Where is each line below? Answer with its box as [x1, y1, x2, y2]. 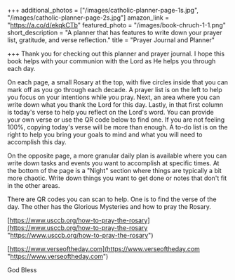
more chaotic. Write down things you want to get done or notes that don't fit [7, 174, 227, 182]
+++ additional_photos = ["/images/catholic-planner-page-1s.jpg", [7, 6, 199, 14]
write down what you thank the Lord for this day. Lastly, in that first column [7, 101, 223, 108]
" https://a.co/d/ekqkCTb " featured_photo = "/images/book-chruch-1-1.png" [7, 21, 226, 29]
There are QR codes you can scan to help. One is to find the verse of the [7, 195, 217, 203]
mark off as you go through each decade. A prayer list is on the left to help [7, 86, 222, 94]
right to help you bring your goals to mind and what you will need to [7, 130, 203, 139]
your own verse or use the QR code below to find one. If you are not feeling [7, 115, 225, 124]
